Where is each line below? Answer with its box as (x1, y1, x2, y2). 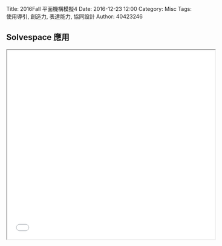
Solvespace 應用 (6, 32, 70, 42)
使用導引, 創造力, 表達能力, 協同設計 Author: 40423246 (6, 13, 143, 20)
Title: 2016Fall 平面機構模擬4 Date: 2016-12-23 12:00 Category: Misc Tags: (6, 5, 192, 12)
